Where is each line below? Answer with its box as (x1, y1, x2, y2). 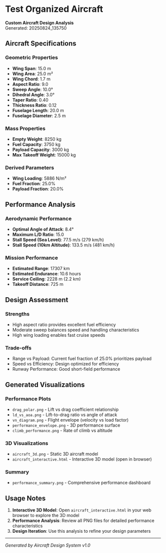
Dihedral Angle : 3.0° (12, 91, 55, 97)
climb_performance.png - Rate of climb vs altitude (12, 427, 113, 433)
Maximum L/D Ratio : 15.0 (12, 231, 64, 237)
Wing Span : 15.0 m (12, 65, 51, 71)
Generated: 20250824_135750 (5, 25, 67, 31)
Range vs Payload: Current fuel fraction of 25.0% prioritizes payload (12, 355, 152, 361)
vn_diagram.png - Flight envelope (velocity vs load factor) (12, 417, 129, 423)
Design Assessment (5, 295, 68, 304)
